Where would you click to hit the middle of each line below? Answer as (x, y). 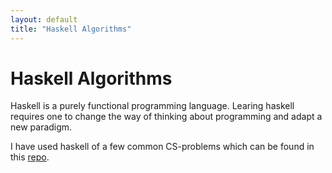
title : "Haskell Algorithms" (71, 29)
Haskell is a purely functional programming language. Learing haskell (152, 106)
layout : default (44, 19)
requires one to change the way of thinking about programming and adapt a (166, 117)
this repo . (30, 157)
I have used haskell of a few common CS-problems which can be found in (162, 147)
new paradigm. (41, 127)
